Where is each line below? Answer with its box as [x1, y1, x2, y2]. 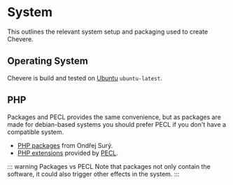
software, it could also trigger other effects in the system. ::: [7, 170, 180, 178]
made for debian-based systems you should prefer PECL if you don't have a [7, 120, 226, 128]
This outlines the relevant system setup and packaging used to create [7, 27, 209, 36]
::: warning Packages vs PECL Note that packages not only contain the [7, 162, 211, 170]
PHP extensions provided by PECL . [17, 149, 119, 157]
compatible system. [7, 128, 64, 136]
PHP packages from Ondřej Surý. [17, 141, 113, 149]
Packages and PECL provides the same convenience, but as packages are [7, 113, 222, 121]
